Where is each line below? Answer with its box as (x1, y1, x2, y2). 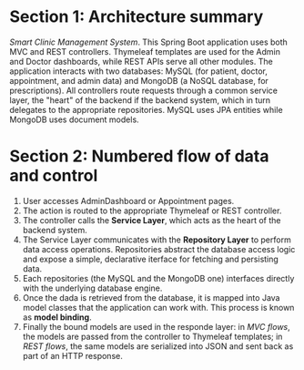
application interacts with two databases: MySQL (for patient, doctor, (9, 66, 269, 77)
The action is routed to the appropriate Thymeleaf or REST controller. (22, 205, 282, 216)
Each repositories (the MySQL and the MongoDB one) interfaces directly (22, 272, 295, 283)
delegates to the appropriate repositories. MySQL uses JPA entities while (9, 104, 284, 115)
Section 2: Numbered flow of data (9, 146, 269, 167)
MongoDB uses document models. (9, 114, 139, 125)
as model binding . (22, 312, 93, 323)
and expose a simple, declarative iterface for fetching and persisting (22, 253, 279, 264)
